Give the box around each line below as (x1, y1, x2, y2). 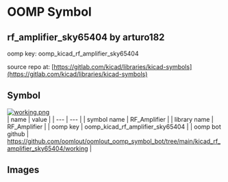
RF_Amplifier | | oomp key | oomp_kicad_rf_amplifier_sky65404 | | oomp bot (7, 122, 221, 131)
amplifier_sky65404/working (7, 144, 88, 153)
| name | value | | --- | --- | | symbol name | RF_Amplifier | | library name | (7, 115, 214, 123)
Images (7, 164, 40, 176)
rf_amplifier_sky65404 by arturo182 (7, 31, 165, 43)
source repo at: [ (7, 63, 54, 70)
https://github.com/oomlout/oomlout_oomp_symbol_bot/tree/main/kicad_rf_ (7, 137, 221, 145)
